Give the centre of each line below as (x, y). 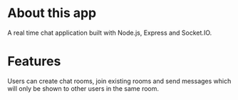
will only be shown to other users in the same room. (83, 88)
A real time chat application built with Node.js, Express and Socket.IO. (110, 33)
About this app (52, 13)
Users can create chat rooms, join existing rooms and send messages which (119, 81)
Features (34, 61)
